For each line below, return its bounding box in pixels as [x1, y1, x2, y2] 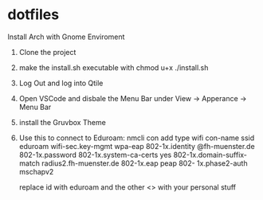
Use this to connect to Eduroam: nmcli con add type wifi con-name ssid [18, 133, 255, 143]
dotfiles [7, 6, 60, 24]
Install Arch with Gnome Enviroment [7, 32, 125, 41]
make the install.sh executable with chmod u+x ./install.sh [18, 62, 209, 73]
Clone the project [18, 47, 77, 57]
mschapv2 [18, 167, 54, 176]
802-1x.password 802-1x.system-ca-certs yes [18, 150, 172, 159]
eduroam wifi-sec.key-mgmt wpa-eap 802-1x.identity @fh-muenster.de [18, 141, 256, 151]
